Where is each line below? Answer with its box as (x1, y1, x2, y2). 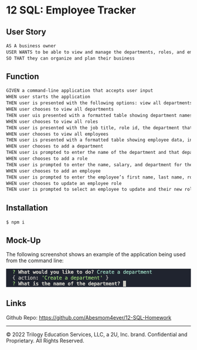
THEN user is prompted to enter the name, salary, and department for (6, 162, 182, 167)
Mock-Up (6, 235, 41, 245)
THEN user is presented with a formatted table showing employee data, (6, 137, 185, 143)
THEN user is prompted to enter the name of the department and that (6, 150, 180, 156)
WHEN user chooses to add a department (6, 143, 104, 149)
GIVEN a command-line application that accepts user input (6, 88, 154, 94)
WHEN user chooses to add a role (6, 156, 88, 162)
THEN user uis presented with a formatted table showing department (6, 112, 177, 118)
